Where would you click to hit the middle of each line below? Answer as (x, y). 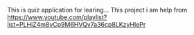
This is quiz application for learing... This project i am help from (97, 10)
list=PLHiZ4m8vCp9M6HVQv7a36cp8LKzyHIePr (77, 24)
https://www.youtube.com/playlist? (57, 17)
